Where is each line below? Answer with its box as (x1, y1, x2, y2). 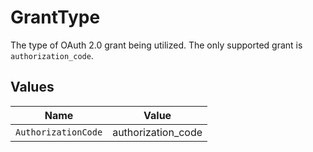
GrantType (10, 6, 101, 29)
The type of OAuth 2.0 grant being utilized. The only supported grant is (10, 39, 303, 51)
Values (10, 79, 55, 96)
